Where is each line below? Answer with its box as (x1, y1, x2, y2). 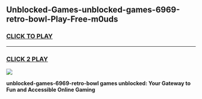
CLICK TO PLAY (6, 32, 53, 41)
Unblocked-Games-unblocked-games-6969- (6, 5, 180, 15)
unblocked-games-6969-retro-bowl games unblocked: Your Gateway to (6, 79, 191, 86)
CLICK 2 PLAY (6, 55, 48, 63)
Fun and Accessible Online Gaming (6, 86, 96, 93)
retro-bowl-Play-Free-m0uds (6, 14, 118, 25)
